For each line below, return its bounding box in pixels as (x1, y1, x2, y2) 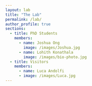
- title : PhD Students (10, 31, 58, 36)
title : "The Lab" (5, 12, 42, 17)
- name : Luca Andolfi (18, 69, 65, 74)
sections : (5, 26, 26, 31)
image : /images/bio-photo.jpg (23, 54, 87, 60)
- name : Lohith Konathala (18, 50, 73, 55)
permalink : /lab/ (5, 17, 42, 22)
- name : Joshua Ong (18, 40, 60, 46)
